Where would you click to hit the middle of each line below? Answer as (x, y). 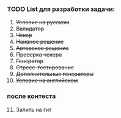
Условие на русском (42, 23)
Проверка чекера (39, 55)
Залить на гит (34, 109)
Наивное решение (40, 42)
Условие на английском (47, 80)
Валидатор (30, 29)
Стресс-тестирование (45, 68)
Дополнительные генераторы (55, 74)
